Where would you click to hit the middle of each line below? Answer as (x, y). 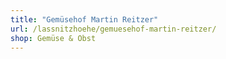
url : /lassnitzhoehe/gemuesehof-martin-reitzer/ (113, 29)
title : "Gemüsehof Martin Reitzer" (84, 19)
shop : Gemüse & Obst (53, 38)
